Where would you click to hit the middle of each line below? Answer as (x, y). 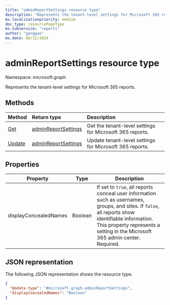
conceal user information (126, 194)
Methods (20, 103)
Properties (22, 165)
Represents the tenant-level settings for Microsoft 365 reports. (70, 87)
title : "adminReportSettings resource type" (53, 10)
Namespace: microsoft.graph (36, 77)
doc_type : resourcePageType (35, 24)
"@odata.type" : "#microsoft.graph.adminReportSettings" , (71, 288)
